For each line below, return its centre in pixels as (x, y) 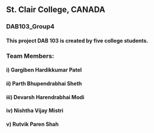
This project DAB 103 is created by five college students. (77, 40)
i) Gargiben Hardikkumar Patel (44, 70)
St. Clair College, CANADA (56, 10)
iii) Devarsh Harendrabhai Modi (45, 97)
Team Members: (30, 56)
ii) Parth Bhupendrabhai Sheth (44, 84)
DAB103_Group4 (31, 27)
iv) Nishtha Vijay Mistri (35, 111)
